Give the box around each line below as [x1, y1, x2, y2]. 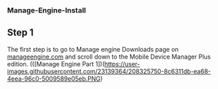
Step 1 [7, 27, 34, 39]
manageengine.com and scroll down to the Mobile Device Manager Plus [7, 52, 211, 61]
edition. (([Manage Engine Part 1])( [7, 59, 105, 68]
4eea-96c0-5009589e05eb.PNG [7, 75, 101, 83]
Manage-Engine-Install [7, 6, 87, 15]
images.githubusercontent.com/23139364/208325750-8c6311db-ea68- [7, 67, 211, 75]
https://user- [104, 59, 140, 68]
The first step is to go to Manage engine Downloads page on [7, 45, 179, 53]
